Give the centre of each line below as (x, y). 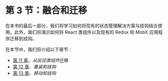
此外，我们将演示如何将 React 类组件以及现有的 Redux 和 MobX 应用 (86, 32)
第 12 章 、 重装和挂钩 (34, 67)
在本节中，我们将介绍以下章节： (39, 49)
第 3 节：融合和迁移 (46, 11)
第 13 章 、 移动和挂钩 (34, 73)
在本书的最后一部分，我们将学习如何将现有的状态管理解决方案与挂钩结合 (81, 26)
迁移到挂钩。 (23, 38)
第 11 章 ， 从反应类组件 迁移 (41, 60)
